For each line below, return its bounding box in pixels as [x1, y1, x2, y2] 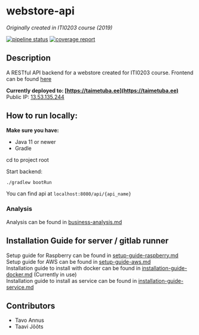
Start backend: [6, 168, 43, 175]
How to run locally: [6, 111, 78, 121]
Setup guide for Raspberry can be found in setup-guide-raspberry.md [6, 252, 179, 259]
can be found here [6, 75, 52, 82]
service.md [6, 283, 34, 291]
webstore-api [6, 4, 75, 18]
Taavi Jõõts [14, 323, 44, 330]
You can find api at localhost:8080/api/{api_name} [6, 190, 131, 197]
